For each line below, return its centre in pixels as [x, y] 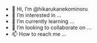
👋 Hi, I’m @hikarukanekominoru [50, 9]
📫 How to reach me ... [39, 34]
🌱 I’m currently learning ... [43, 21]
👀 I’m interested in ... [36, 15]
